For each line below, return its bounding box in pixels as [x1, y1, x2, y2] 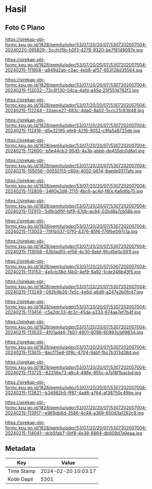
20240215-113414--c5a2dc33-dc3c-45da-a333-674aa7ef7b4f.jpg [5, 309, 141, 315]
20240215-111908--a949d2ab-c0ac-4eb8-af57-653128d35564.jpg [5, 67, 143, 73]
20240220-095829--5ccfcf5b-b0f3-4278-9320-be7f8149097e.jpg [5, 47, 143, 53]
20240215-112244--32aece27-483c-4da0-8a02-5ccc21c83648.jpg [5, 108, 145, 113]
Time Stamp [7, 468, 36, 475]
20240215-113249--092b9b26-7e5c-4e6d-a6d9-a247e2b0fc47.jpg [5, 289, 144, 295]
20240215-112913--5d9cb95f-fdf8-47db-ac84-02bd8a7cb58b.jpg [5, 209, 141, 214]
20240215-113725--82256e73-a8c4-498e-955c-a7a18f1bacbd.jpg [5, 370, 141, 375]
